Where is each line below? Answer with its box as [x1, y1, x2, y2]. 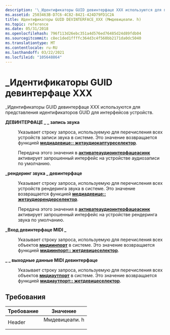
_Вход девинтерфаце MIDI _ [5, 227, 67, 233]
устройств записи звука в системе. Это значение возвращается [18, 135, 157, 141]
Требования [5, 292, 46, 301]
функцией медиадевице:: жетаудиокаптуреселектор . [18, 140, 138, 146]
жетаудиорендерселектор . [18, 196, 79, 203]
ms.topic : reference [5, 21, 49, 27]
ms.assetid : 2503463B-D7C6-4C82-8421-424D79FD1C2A [5, 12, 114, 17]
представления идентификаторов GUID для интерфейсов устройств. [5, 110, 154, 116]
